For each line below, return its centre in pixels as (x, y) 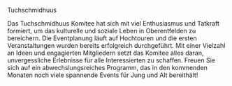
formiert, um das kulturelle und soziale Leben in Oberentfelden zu (102, 31)
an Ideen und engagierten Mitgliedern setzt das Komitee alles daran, (106, 53)
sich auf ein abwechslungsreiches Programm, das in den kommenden (108, 68)
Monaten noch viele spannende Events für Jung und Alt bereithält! (103, 75)
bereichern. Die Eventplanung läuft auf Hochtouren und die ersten (102, 38)
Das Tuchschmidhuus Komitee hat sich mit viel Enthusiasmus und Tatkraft (114, 23)
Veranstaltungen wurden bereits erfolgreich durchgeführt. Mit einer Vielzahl (116, 45)
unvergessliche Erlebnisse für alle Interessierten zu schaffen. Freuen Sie (111, 60)
